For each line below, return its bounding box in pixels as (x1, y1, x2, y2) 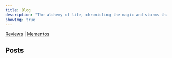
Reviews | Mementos (5, 31, 50, 37)
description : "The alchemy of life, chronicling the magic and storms (5, 12, 159, 17)
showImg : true (5, 17, 36, 22)
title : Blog (5, 7, 31, 13)
